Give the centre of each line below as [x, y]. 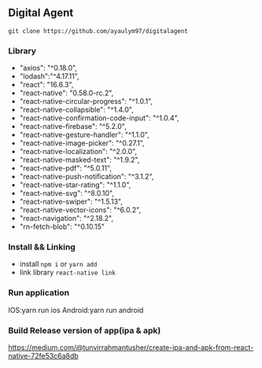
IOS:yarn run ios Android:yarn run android [76, 310]
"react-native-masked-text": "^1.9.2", [79, 160]
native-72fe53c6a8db [43, 356]
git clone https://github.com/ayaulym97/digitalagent [98, 31]
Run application [39, 293]
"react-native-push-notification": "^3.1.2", [87, 177]
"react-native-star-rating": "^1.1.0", [75, 185]
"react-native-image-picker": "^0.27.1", [82, 143]
